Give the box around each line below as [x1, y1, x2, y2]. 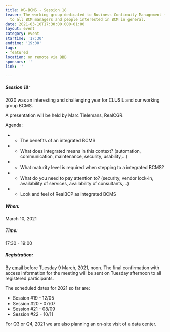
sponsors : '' [5, 59, 33, 64]
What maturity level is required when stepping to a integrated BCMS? [20, 164, 164, 171]
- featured [5, 50, 28, 55]
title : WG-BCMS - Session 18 [5, 7, 67, 13]
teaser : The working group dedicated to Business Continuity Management [5, 12, 162, 17]
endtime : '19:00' [5, 41, 42, 46]
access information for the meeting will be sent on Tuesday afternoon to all [5, 270, 161, 276]
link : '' [5, 64, 24, 69]
